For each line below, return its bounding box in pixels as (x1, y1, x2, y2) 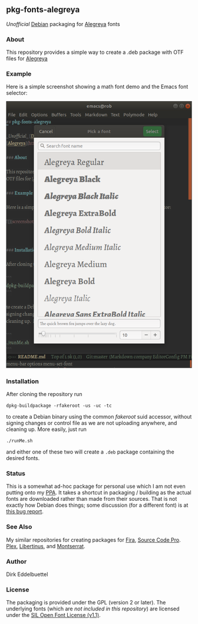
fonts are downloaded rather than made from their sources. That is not (6, 496, 177, 503)
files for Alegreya (6, 55, 48, 62)
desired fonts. (6, 455, 40, 462)
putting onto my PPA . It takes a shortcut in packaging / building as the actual (6, 489, 192, 496)
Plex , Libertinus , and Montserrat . (6, 542, 85, 549)
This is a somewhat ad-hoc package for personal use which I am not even (6, 483, 186, 490)
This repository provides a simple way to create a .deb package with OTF (6, 49, 184, 56)
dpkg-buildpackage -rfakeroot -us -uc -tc (6, 403, 112, 409)
